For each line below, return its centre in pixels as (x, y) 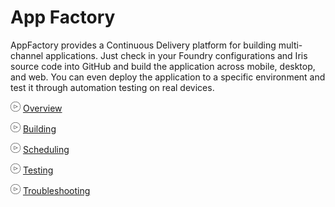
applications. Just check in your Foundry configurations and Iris (176, 55)
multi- (290, 45)
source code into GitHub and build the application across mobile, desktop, (163, 66)
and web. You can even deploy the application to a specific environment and (168, 77)
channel (27, 55)
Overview (42, 108)
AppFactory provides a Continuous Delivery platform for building (143, 45)
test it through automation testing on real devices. (112, 87)
